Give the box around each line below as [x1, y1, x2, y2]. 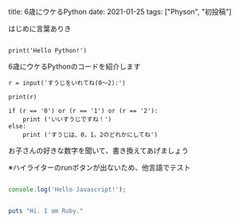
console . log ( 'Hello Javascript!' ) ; [8, 186, 127, 194]
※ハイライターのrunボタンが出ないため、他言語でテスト [8, 162, 191, 172]
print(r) [8, 93, 37, 101]
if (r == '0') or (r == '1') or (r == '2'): [8, 107, 159, 115]
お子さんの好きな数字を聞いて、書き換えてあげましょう [8, 146, 189, 155]
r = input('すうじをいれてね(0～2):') [8, 79, 126, 87]
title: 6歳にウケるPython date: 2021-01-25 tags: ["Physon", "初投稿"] [8, 7, 233, 16]
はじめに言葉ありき [8, 24, 72, 33]
